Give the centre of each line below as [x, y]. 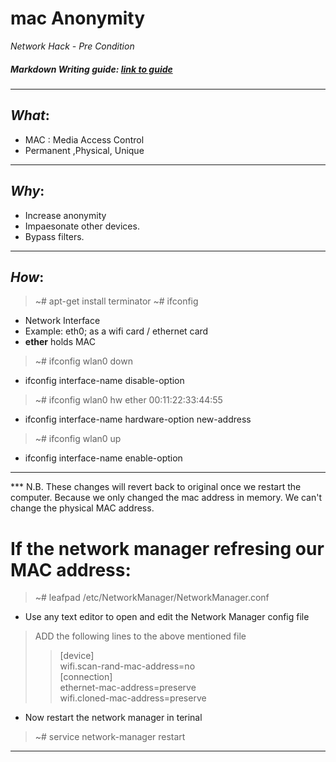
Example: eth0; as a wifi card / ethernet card [116, 331]
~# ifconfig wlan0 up [78, 439]
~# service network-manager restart [110, 737]
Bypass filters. [54, 236]
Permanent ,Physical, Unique [84, 150]
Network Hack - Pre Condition [72, 46]
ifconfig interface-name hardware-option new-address [138, 419]
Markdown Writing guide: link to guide [91, 69]
